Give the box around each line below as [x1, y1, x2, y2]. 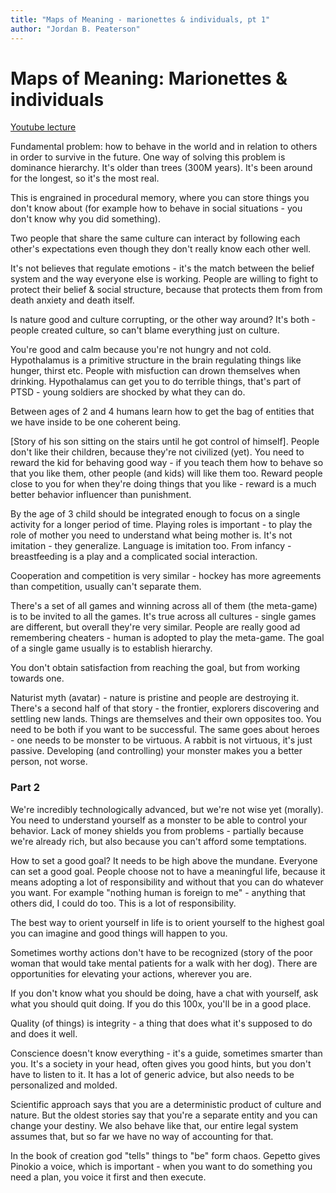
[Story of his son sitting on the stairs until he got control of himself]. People [10, 436, 320, 448]
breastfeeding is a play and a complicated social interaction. [10, 551, 258, 563]
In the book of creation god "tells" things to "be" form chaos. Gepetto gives [10, 1149, 321, 1161]
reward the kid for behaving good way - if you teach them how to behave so [10, 457, 324, 469]
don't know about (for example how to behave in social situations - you [10, 202, 303, 215]
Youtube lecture [10, 121, 77, 133]
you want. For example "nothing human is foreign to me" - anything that [10, 886, 306, 898]
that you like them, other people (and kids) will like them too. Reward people [10, 467, 323, 480]
